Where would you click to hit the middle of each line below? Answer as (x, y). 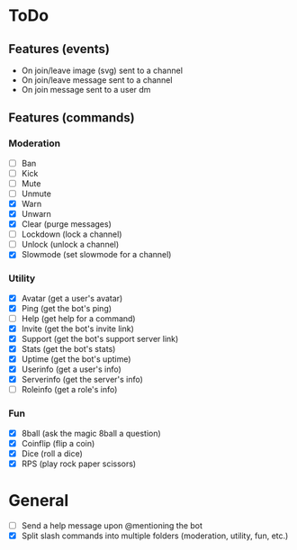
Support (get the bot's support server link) (100, 338)
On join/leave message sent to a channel (97, 80)
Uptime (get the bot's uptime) (76, 359)
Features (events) (59, 49)
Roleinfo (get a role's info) (69, 390)
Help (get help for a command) (78, 318)
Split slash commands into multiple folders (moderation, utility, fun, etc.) (155, 536)
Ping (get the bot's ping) (67, 308)
